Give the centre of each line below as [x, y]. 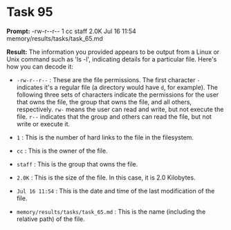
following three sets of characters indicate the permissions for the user [118, 95]
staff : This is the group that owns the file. [77, 164]
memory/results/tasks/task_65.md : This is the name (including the [111, 211]
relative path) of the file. [51, 219]
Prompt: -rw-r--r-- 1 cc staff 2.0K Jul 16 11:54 [71, 31]
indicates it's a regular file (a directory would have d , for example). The [117, 87]
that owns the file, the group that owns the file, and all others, [104, 102]
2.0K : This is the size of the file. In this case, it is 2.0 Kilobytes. [106, 178]
